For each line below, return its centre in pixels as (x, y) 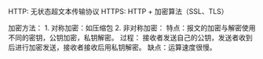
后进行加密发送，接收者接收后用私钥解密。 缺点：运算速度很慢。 (112, 47)
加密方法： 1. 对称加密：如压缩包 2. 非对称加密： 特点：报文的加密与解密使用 (132, 28)
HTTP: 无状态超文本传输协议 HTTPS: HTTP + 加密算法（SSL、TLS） (119, 11)
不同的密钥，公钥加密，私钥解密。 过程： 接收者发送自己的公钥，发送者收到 (130, 38)
